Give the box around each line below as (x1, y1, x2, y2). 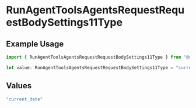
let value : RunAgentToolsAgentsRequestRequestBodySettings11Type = (6, 64, 174, 70)
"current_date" (6, 96, 43, 102)
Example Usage (6, 39, 64, 49)
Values (6, 81, 32, 91)
